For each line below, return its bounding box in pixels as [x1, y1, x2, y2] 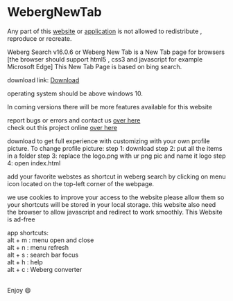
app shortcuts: [7, 228, 49, 237]
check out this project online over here [7, 123, 118, 131]
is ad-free [7, 215, 36, 224]
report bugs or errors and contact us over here [7, 116, 141, 125]
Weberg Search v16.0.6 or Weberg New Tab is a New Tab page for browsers [7, 48, 225, 56]
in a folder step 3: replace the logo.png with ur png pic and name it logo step [7, 152, 226, 160]
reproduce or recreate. [7, 34, 72, 42]
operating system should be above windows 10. [7, 89, 144, 98]
